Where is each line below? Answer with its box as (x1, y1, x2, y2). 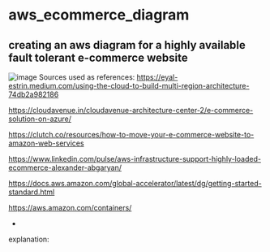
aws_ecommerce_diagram (8, 6, 190, 24)
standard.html (8, 187, 55, 197)
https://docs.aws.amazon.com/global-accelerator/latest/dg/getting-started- (8, 179, 262, 188)
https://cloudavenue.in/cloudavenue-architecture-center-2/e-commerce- (8, 106, 254, 115)
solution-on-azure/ (8, 114, 71, 124)
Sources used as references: (39, 72, 135, 82)
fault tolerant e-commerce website (8, 50, 188, 64)
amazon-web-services (8, 138, 84, 148)
